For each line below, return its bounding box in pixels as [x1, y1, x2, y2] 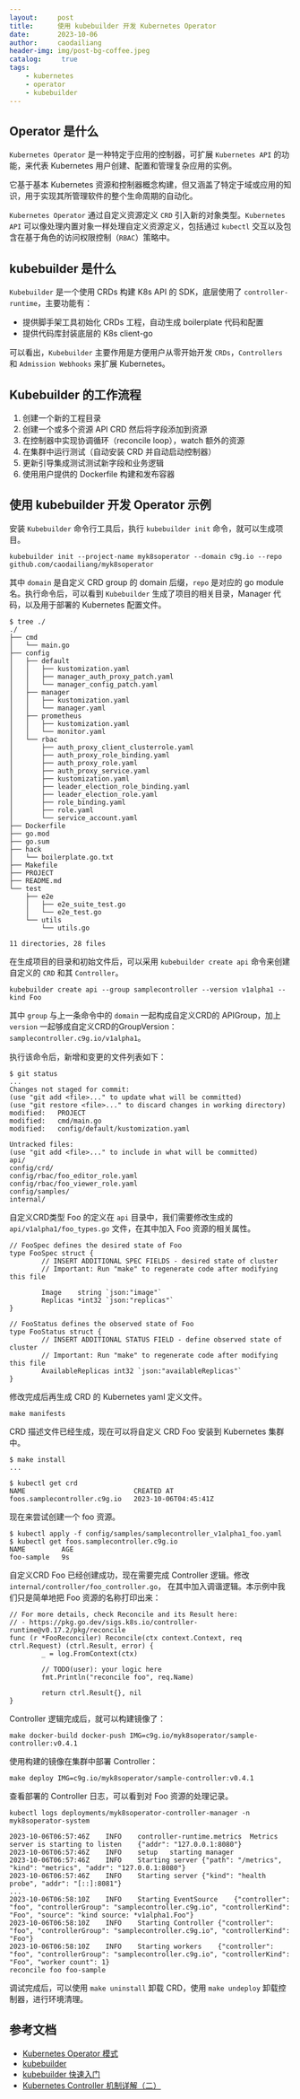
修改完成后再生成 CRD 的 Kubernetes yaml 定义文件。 [9, 1391, 208, 1402]
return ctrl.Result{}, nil [41, 1688, 142, 1697]
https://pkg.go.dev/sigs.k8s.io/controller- [29, 1617, 199, 1627]
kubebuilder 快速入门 [21, 2068, 101, 2079]
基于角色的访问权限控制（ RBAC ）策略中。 [24, 232, 175, 243]
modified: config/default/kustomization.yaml [9, 1124, 191, 1133]
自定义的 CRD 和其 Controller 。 [9, 966, 124, 978]
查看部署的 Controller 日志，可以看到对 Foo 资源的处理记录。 [9, 1790, 234, 1801]
